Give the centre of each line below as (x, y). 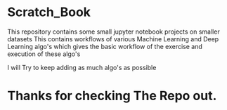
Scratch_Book (49, 12)
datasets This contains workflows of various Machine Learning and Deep (113, 39)
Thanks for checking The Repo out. (112, 96)
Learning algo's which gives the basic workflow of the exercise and (105, 46)
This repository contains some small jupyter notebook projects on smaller (113, 32)
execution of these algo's (44, 54)
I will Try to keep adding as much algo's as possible (82, 67)
